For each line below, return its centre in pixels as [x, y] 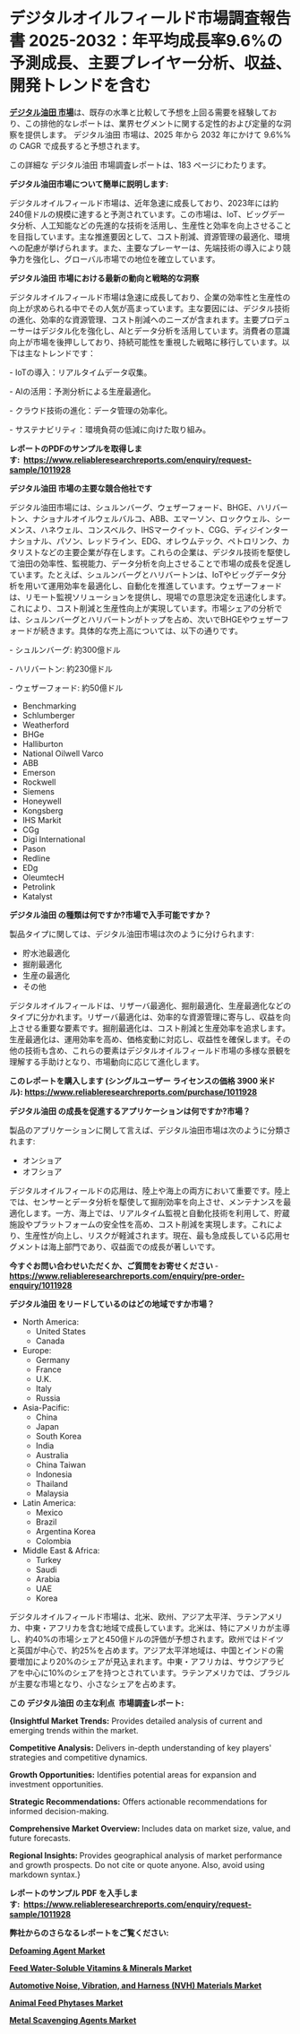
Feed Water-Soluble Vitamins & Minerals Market [101, 1968]
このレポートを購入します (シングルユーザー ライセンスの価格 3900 [133, 1081]
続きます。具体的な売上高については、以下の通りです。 [141, 630]
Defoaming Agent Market [57, 1951]
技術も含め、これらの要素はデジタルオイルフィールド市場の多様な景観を [158, 1050]
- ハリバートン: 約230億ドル [61, 668]
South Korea [59, 1436]
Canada [50, 1341]
